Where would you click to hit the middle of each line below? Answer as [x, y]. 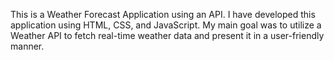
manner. [27, 46]
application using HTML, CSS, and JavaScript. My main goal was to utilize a [166, 25]
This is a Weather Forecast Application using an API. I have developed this [163, 14]
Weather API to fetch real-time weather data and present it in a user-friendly [167, 35]
